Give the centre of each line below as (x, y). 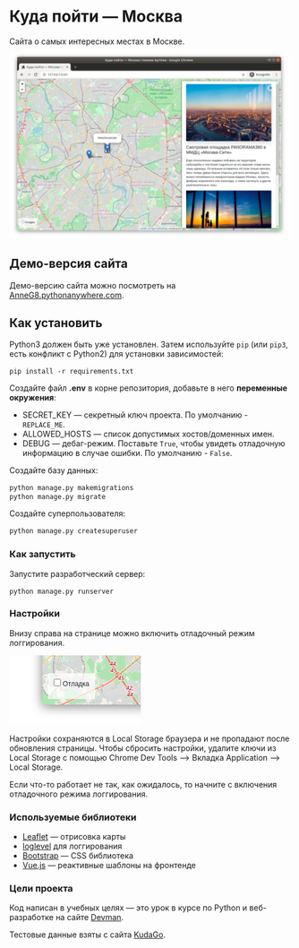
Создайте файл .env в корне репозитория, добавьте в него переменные (149, 388)
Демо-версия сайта (68, 264)
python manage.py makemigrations (72, 488)
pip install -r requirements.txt (72, 372)
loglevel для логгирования (72, 846)
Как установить (56, 323)
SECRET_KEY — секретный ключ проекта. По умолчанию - (135, 415)
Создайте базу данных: (54, 470)
